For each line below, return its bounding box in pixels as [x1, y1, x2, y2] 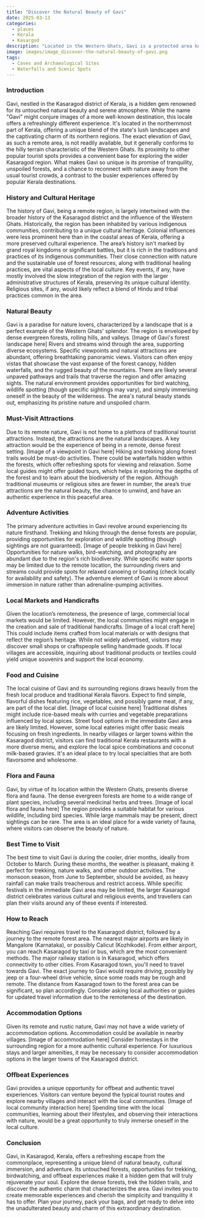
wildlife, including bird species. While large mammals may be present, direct [6, 812, 198, 819]
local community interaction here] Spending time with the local [6, 1104, 164, 1111]
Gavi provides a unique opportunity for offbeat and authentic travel [6, 1084, 175, 1091]
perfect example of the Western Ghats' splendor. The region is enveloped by [6, 327, 199, 335]
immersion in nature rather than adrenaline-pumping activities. [6, 581, 164, 588]
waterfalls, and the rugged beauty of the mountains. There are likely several [6, 367, 197, 374]
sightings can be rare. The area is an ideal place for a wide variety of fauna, [6, 818, 196, 825]
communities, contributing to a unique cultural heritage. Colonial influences [6, 226, 195, 234]
